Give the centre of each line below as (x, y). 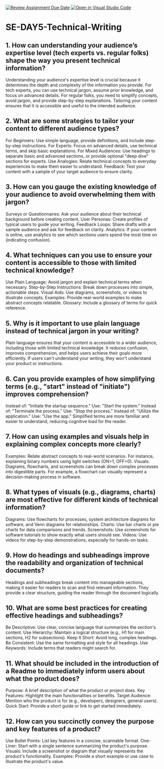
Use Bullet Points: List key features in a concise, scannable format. (72, 740)
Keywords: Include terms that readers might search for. (61, 648)
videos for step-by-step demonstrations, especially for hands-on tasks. (77, 540)
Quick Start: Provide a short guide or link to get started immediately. (74, 706)
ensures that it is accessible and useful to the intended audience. (71, 106)
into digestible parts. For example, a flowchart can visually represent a (76, 471)
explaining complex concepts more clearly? (73, 444)
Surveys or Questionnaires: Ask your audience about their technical (73, 214)
